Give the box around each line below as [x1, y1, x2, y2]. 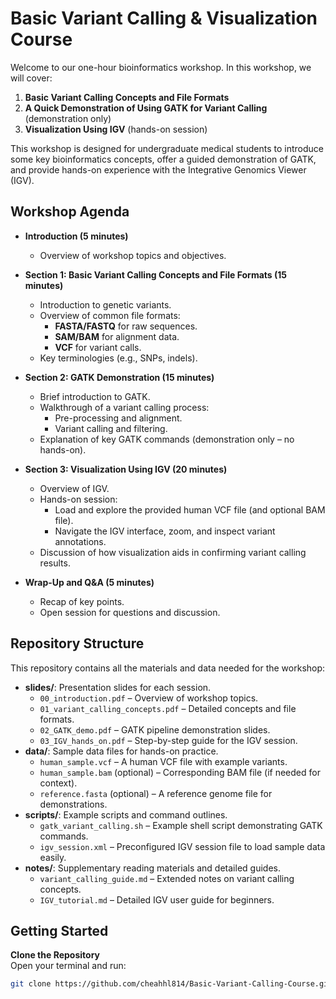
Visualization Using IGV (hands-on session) [24, 123, 208, 135]
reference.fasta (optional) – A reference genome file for [39, 787, 273, 799]
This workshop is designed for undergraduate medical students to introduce [10, 142, 325, 154]
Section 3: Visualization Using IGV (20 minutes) [24, 463, 228, 475]
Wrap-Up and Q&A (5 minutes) [24, 576, 155, 588]
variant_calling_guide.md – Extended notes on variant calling [39, 872, 295, 884]
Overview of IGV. [39, 482, 110, 494]
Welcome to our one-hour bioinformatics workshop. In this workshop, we [10, 61, 312, 73]
